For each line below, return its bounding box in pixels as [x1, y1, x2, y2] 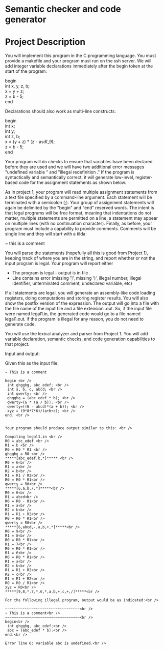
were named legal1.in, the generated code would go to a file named [5, 311, 141, 317]
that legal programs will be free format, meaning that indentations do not [5, 210, 152, 216]
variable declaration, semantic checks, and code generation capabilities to [5, 336, 155, 342]
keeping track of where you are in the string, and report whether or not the [5, 255, 156, 261]
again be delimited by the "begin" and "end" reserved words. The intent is [5, 205, 154, 211]
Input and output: [5, 351, 40, 357]
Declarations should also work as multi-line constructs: [5, 108, 116, 114]
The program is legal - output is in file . [12, 270, 91, 276]
